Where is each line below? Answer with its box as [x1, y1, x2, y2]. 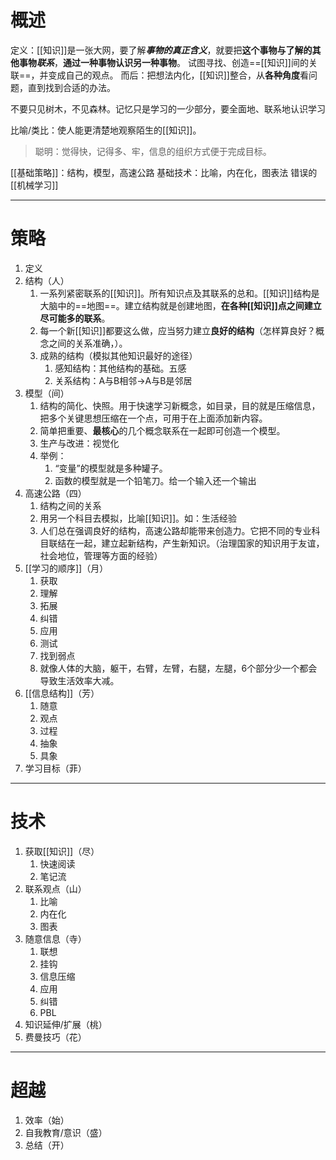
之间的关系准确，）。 [48, 337, 128, 349]
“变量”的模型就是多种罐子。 [54, 462, 168, 474]
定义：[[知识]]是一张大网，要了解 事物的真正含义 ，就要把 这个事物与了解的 [10, 44, 313, 56]
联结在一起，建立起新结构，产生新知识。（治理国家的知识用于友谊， [48, 537, 325, 549]
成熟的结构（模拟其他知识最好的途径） [39, 349, 198, 361]
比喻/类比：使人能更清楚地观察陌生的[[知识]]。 [10, 124, 202, 136]
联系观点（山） [24, 882, 87, 895]
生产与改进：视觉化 [39, 437, 120, 449]
